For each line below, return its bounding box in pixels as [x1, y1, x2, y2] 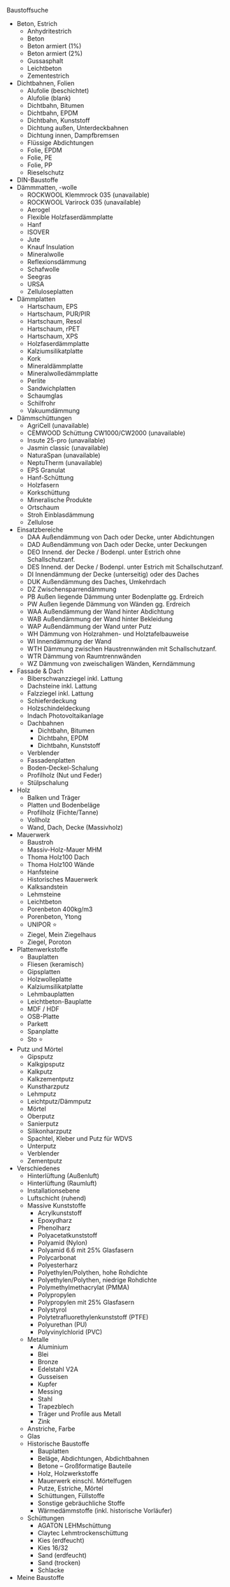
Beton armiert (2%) [27, 49, 83, 57]
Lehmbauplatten [27, 990, 75, 998]
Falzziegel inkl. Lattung [27, 689, 94, 698]
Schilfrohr [27, 399, 56, 407]
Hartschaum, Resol [27, 317, 82, 325]
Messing [37, 1387, 63, 1396]
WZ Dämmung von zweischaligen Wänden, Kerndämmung [27, 660, 195, 667]
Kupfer [37, 1380, 57, 1388]
